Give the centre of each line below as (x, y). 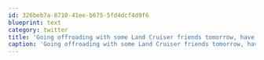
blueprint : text (35, 23)
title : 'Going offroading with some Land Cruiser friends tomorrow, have (132, 37)
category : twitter (38, 30)
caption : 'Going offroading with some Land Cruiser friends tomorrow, (126, 44)
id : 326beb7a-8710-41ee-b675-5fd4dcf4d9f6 (79, 15)
